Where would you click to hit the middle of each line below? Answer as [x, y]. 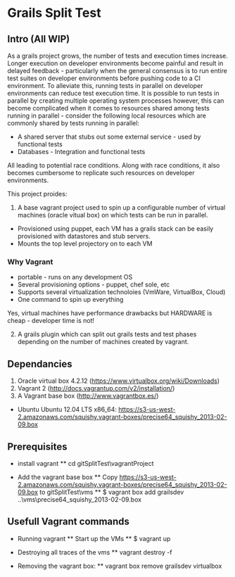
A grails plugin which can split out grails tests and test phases [107, 334]
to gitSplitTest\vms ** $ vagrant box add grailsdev [112, 492]
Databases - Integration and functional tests [81, 152]
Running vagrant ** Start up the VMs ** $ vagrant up [94, 538]
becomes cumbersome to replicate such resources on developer [101, 173]
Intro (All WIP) [39, 39]
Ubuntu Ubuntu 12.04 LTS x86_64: [67, 410]
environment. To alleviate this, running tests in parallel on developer [105, 85]
